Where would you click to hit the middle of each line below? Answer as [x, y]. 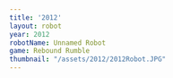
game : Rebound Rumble [50, 51]
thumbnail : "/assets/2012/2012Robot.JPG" [88, 59]
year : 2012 [30, 34]
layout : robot [36, 26]
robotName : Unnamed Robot [57, 43]
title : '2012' [36, 17]
